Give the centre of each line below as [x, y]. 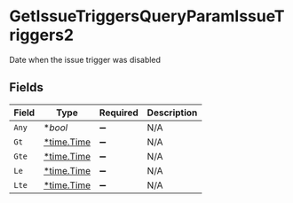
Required [119, 113]
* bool [55, 128]
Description [172, 113]
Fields [27, 87]
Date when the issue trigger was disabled [85, 59]
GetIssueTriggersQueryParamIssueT [147, 16]
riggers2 [41, 35]
